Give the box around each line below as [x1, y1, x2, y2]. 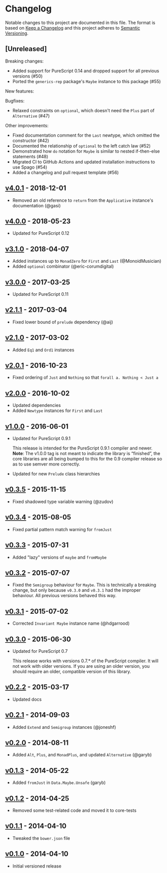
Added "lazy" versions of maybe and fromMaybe [12, 554, 107, 560]
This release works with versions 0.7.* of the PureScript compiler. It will [12, 658, 159, 664]
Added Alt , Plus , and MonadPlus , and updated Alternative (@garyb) [12, 752, 152, 758]
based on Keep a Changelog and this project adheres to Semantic [5, 25, 141, 31]
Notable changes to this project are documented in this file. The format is [5, 20, 156, 26]
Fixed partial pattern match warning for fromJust [12, 526, 112, 532]
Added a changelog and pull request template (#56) [12, 169, 119, 175]
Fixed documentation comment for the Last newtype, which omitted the [12, 132, 160, 138]
